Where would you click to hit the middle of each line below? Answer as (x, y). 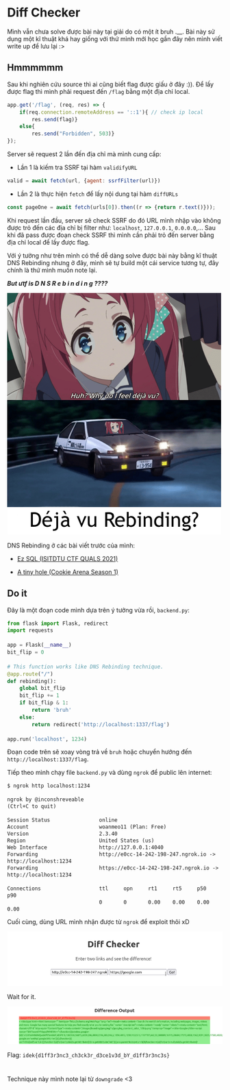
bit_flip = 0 (26, 652)
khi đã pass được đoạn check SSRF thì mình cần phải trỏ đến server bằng (111, 235)
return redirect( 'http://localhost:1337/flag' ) (101, 724)
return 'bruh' (52, 710)
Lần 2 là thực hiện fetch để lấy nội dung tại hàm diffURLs (98, 194)
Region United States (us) (81, 841)
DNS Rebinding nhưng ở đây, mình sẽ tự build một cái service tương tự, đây (113, 262)
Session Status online (62, 820)
